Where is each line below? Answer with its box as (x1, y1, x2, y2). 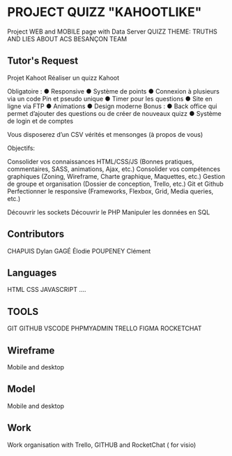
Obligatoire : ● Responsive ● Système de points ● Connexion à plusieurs (7, 87, 219, 95)
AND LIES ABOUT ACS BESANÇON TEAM (7, 34, 127, 43)
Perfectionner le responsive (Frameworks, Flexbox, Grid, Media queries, (7, 186, 214, 196)
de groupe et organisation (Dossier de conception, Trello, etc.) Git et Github (7, 179, 224, 188)
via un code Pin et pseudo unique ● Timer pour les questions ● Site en (7, 94, 212, 103)
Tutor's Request (7, 55, 79, 67)
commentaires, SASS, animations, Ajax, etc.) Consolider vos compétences (7, 165, 221, 173)
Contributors (7, 228, 65, 240)
